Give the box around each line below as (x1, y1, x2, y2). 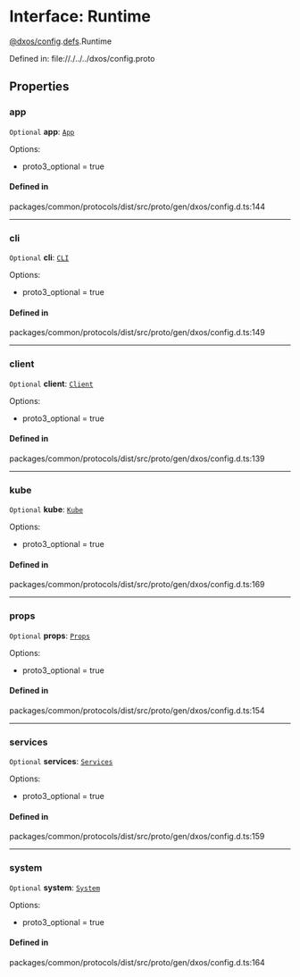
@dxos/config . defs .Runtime (9, 36, 112, 46)
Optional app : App (9, 126, 75, 137)
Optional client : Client (9, 378, 94, 389)
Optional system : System (9, 882, 101, 893)
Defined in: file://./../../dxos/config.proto (9, 53, 155, 63)
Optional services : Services (9, 756, 113, 767)
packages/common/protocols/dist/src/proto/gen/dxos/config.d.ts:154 (9, 704, 265, 716)
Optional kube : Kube (9, 504, 83, 515)
